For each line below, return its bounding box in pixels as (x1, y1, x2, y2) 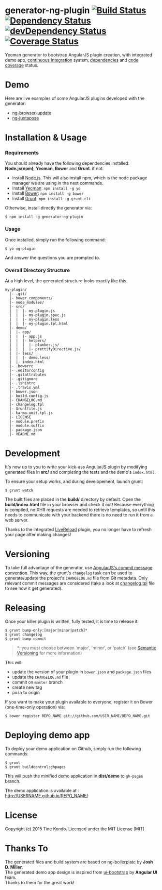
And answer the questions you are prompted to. (5, 255, 100, 260)
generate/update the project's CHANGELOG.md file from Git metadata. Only (5, 575, 148, 581)
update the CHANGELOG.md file (12, 674, 69, 680)
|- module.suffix (9, 423, 44, 428)
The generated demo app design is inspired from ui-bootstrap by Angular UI (5, 869, 158, 875)
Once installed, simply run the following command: (5, 237, 106, 242)
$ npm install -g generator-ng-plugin (5, 214, 83, 220)
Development (5, 448, 60, 459)
